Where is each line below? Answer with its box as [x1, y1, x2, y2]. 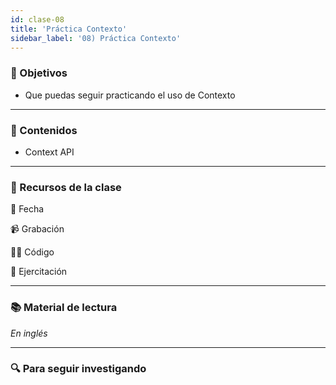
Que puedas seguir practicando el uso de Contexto [24, 89, 236, 101]
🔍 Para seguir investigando [10, 362, 147, 376]
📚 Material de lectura [10, 301, 118, 315]
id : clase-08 [10, 14, 65, 25]
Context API [24, 146, 75, 158]
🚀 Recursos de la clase [10, 180, 122, 194]
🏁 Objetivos [10, 66, 68, 80]
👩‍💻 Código [10, 246, 55, 258]
